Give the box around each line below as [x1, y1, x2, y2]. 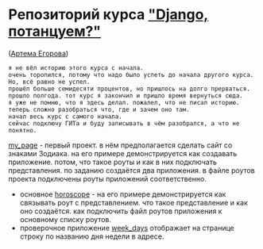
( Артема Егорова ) [8, 48, 69, 58]
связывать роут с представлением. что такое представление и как [19, 197, 248, 207]
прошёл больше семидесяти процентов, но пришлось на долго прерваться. [8, 85, 250, 93]
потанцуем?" [8, 22, 102, 40]
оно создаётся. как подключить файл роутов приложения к [19, 206, 222, 216]
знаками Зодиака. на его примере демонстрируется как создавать [8, 148, 238, 158]
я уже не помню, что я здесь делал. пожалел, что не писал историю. [8, 98, 240, 106]
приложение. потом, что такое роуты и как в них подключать [8, 157, 217, 167]
